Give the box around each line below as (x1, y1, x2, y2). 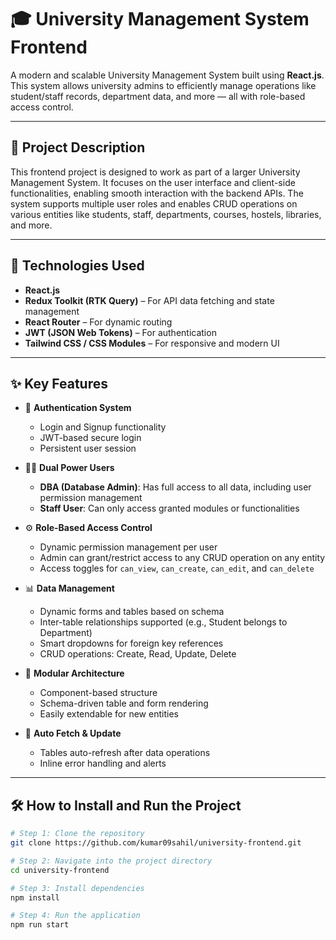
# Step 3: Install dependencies (10, 883, 145, 893)
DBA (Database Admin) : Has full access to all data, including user (39, 481, 312, 493)
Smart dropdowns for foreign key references (39, 637, 224, 650)
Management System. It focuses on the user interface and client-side (10, 176, 296, 188)
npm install (10, 892, 60, 903)
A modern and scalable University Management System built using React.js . (10, 69, 325, 81)
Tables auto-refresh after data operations (39, 747, 211, 759)
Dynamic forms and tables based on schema (39, 606, 225, 618)
